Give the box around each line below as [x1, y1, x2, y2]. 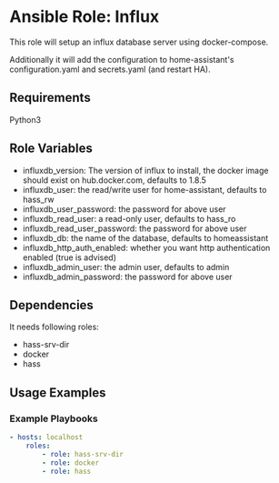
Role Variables [9, 141, 93, 156]
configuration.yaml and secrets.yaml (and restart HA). [9, 64, 211, 75]
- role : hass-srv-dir [42, 449, 125, 458]
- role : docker [42, 458, 100, 468]
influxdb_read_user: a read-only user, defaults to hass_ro [22, 213, 236, 224]
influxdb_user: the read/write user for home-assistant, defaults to [22, 184, 267, 195]
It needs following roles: [9, 321, 100, 333]
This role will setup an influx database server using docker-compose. [9, 36, 269, 47]
